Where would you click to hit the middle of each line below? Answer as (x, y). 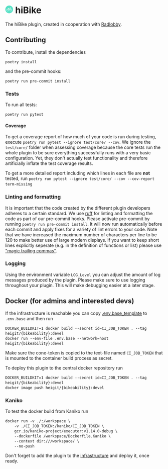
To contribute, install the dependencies (46, 52)
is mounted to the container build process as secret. (59, 358)
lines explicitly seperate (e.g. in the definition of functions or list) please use (83, 245)
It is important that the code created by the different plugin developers (78, 208)
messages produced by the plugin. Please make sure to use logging (75, 280)
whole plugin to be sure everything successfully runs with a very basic (78, 153)
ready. (12, 461)
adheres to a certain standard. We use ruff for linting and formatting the (79, 213)
